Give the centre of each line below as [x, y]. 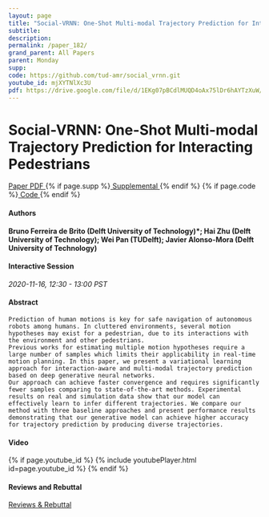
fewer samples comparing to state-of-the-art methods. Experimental [125, 390]
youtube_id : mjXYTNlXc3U [50, 83]
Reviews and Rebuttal [45, 487]
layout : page [30, 16]
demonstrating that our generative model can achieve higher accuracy [128, 418]
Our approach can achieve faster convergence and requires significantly [134, 382]
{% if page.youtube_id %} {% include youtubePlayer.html [102, 460]
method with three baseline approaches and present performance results [132, 410]
